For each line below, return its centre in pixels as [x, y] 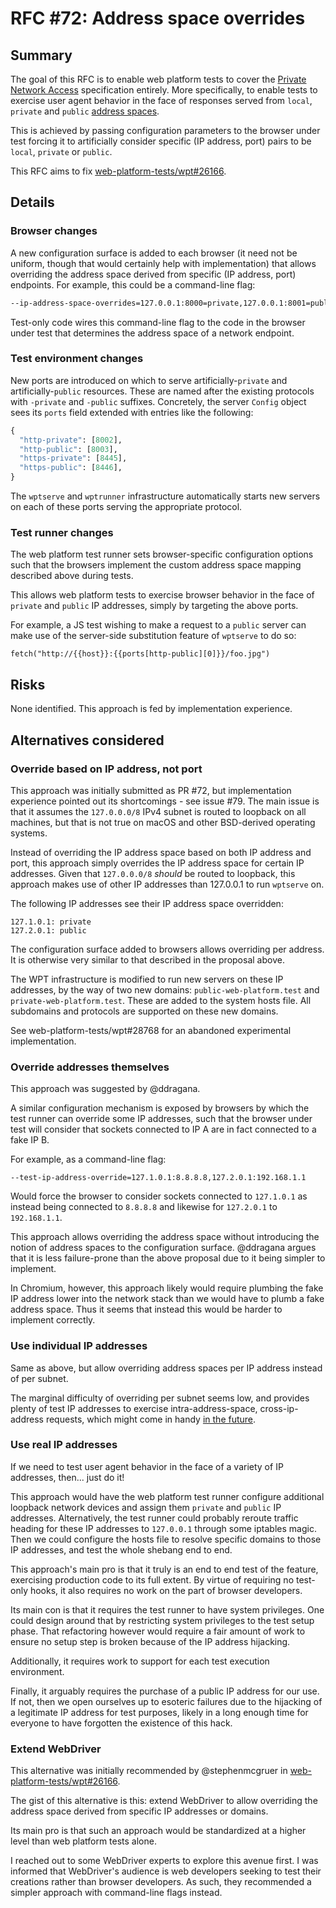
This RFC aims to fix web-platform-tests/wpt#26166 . [118, 171]
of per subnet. [39, 1378]
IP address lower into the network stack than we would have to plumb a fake [167, 1299]
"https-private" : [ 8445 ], [73, 458]
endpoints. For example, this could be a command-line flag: [133, 284]
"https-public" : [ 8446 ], [71, 468]
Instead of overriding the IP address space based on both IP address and [161, 852]
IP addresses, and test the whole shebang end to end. [121, 1549]
